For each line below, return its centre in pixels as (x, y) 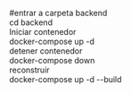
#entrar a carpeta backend (58, 13)
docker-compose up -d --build (65, 79)
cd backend (31, 22)
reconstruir (30, 70)
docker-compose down (52, 60)
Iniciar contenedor (43, 32)
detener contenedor (46, 51)
